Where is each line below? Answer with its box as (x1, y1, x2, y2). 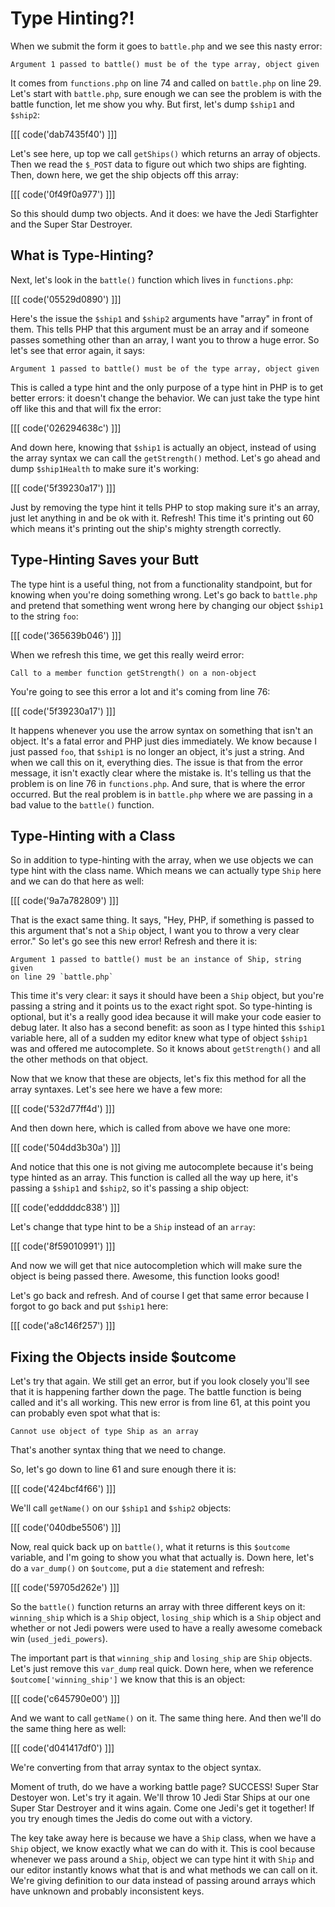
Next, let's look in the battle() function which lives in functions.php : (10, 273, 294, 286)
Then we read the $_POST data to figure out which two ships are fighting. (10, 158, 307, 170)
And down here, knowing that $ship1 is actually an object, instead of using (10, 441, 317, 453)
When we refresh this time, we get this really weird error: (10, 648, 245, 661)
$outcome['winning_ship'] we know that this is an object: (10, 1673, 246, 1686)
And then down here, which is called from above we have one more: (10, 1122, 291, 1134)
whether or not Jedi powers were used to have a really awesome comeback (10, 1622, 323, 1634)
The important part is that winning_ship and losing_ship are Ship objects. (10, 1652, 313, 1664)
